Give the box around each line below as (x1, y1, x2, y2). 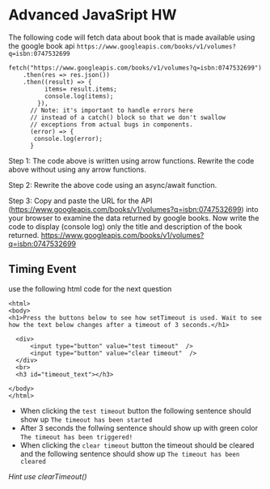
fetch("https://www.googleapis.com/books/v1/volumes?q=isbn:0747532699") (8, 63, 263, 72)
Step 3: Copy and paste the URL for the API (8, 196, 153, 206)
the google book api (8, 40, 75, 50)
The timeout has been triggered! (19, 433, 133, 441)
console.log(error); (33, 134, 103, 142)
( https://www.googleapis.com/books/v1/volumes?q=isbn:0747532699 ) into (8, 204, 259, 214)
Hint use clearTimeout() (8, 471, 87, 481)
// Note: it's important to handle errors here (29, 106, 194, 114)
